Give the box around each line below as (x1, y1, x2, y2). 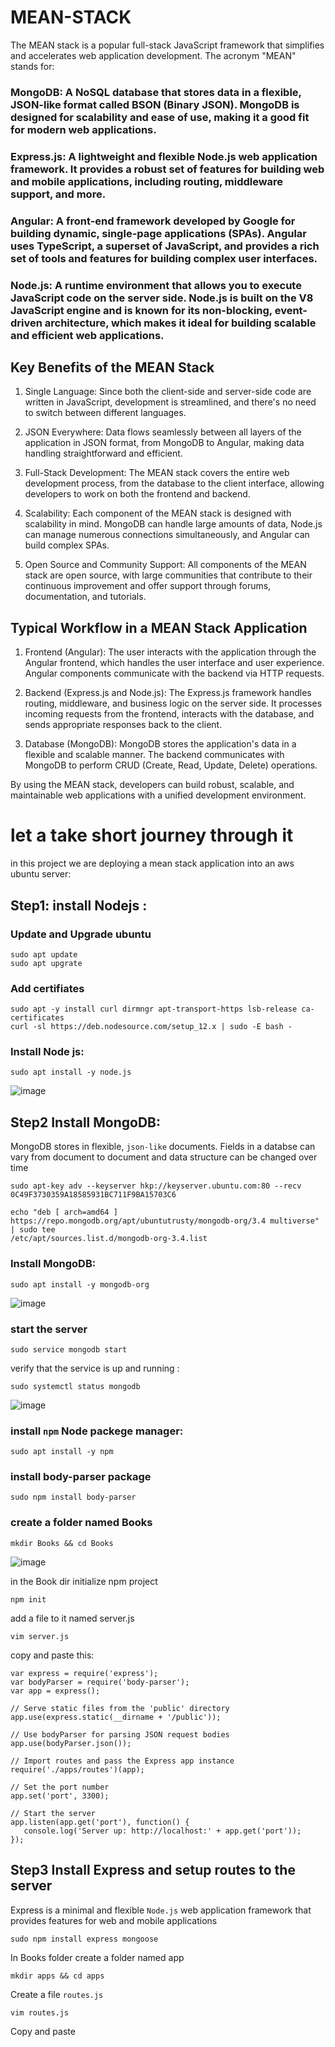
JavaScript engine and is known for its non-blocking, (10, 303, 273, 317)
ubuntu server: (10, 868, 72, 880)
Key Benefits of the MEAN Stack (10, 359, 215, 376)
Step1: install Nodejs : (10, 897, 148, 914)
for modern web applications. (10, 122, 157, 136)
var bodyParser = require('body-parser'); (10, 1677, 190, 1687)
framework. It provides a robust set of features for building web (10, 162, 325, 176)
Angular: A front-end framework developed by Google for (10, 214, 296, 228)
